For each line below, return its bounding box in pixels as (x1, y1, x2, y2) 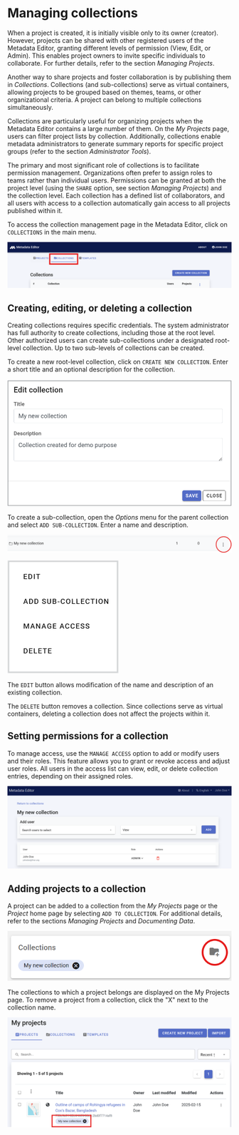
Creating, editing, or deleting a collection (7, 302, 193, 314)
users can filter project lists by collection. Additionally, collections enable (7, 132, 221, 140)
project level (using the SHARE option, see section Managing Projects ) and (7, 183, 222, 192)
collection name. (7, 1003, 56, 1012)
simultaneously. (7, 103, 53, 111)
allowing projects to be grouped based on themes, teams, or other (7, 88, 201, 96)
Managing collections (7, 5, 139, 21)
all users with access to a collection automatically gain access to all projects (7, 198, 231, 207)
